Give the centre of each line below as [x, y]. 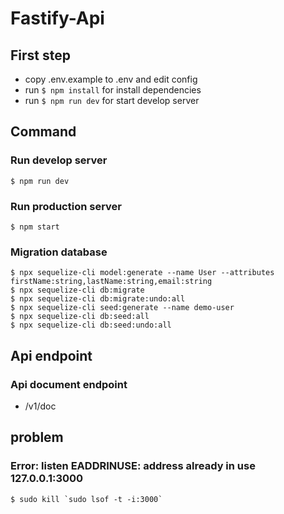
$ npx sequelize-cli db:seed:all [80, 317]
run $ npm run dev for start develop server [112, 100]
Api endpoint [51, 355]
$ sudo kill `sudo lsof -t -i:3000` [86, 499]
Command [43, 132]
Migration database [59, 252]
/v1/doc [40, 406]
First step [40, 55]
